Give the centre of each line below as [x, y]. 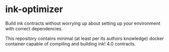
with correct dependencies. [34, 28]
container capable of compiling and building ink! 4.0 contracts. [71, 43]
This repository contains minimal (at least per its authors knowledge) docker [85, 38]
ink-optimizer [34, 9]
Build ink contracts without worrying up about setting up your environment [83, 23]
